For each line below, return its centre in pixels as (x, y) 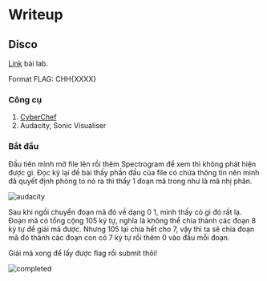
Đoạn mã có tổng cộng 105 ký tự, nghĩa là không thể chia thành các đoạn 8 (132, 220)
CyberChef (38, 117)
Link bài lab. (28, 63)
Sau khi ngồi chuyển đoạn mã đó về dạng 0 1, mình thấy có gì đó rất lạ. (125, 212)
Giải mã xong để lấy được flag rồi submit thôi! (83, 253)
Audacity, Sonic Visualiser (63, 126)
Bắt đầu (24, 147)
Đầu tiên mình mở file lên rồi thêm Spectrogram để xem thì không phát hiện (132, 164)
